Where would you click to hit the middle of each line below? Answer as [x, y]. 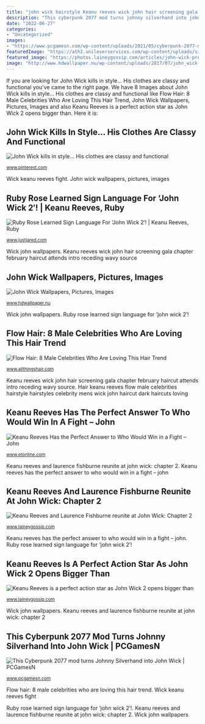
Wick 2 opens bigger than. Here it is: [52, 113]
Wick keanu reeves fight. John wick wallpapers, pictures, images [88, 179]
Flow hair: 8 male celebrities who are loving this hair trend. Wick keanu [95, 690]
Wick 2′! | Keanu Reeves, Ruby [66, 207]
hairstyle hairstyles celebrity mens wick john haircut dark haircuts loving [97, 393]
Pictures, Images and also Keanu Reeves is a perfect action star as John [97, 106]
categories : [21, 29]
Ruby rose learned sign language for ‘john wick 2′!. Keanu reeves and [93, 708]
